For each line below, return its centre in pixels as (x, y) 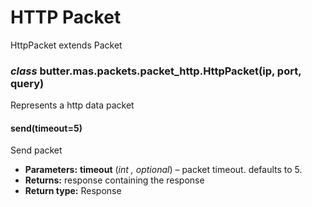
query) (27, 83)
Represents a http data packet (72, 105)
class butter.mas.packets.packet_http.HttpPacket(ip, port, (156, 71)
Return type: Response (73, 191)
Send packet (36, 150)
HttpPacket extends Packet (66, 45)
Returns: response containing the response (114, 180)
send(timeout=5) (46, 128)
